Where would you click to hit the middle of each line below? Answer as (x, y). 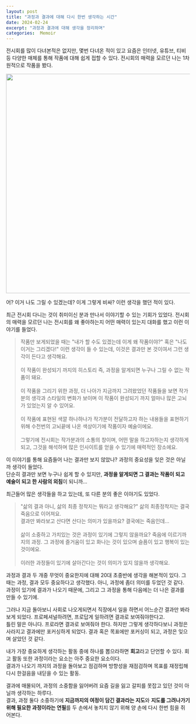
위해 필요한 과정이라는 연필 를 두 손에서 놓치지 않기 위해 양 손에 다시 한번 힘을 (93, 708)
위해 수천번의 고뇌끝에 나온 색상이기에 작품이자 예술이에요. (87, 426)
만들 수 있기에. (22, 597)
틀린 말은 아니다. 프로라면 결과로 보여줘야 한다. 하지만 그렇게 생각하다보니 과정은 (97, 625)
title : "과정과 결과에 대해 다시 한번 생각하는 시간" (62, 17)
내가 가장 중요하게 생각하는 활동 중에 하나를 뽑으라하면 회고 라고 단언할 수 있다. (95, 651)
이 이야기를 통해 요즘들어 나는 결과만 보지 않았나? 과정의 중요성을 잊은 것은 (90, 459)
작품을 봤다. (39, 66)
